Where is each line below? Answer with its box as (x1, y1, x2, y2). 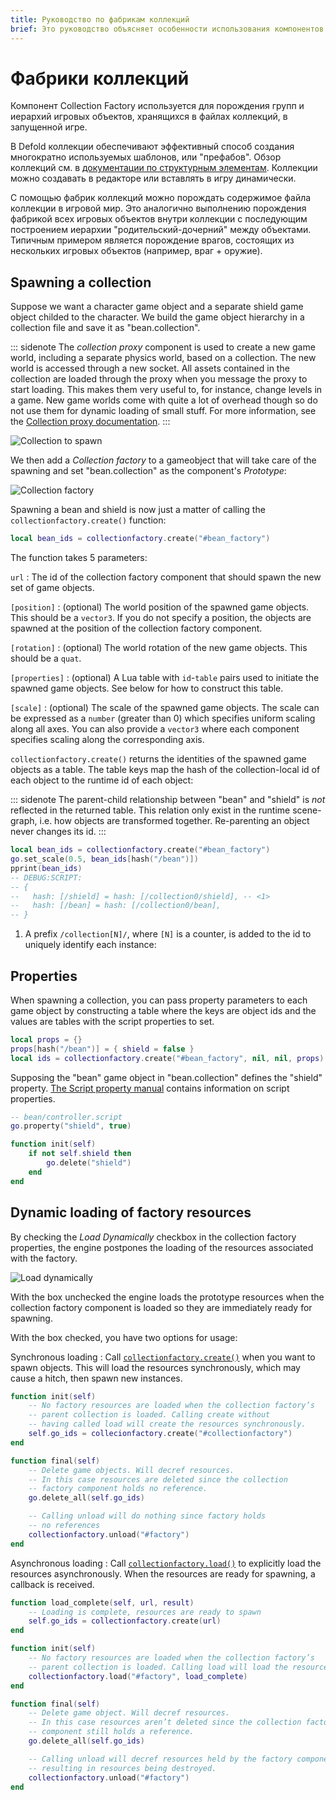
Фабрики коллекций (10, 67, 190, 90)
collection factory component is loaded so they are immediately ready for (10, 1301, 313, 1313)
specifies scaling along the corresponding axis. (10, 734, 205, 746)
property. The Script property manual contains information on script (10, 1082, 290, 1094)
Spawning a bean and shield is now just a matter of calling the (10, 504, 266, 516)
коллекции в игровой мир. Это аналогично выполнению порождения (10, 202, 307, 215)
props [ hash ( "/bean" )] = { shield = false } (10, 1044, 195, 1054)
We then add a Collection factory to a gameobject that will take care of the (10, 454, 317, 466)
